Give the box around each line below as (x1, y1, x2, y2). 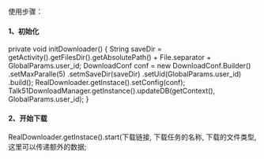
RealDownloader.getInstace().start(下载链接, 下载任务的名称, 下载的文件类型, (8, 132, 257, 142)
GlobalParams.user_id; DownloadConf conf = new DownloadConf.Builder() (8, 61, 251, 71)
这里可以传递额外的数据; (8, 142, 87, 152)
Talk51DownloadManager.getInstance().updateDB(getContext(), (8, 86, 216, 96)
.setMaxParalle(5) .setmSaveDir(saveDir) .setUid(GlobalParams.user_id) (8, 69, 242, 79)
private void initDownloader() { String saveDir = (8, 44, 162, 54)
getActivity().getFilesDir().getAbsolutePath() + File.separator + (8, 53, 212, 62)
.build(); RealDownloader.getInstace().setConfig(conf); (8, 78, 186, 87)
